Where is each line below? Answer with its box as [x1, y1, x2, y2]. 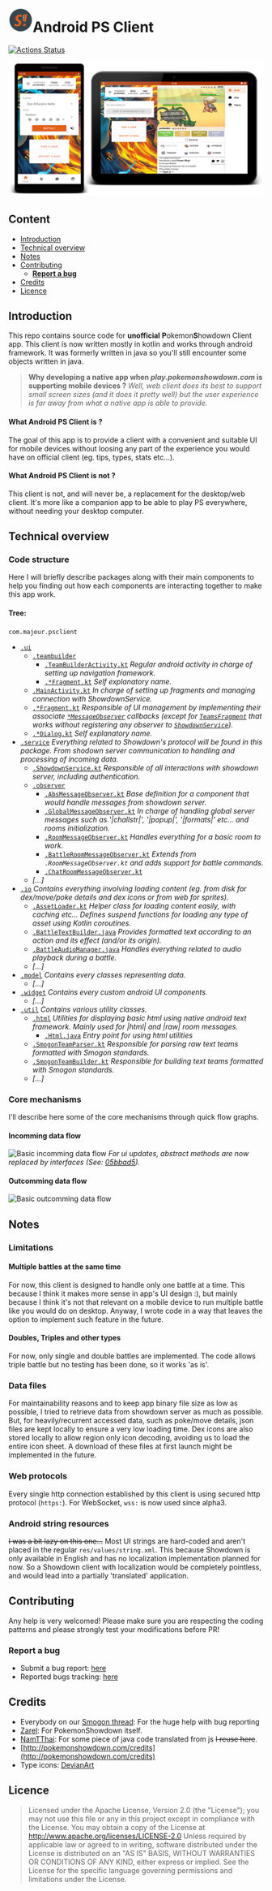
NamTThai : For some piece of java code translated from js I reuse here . [19, 1733, 257, 1744]
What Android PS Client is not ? [8, 471, 116, 481]
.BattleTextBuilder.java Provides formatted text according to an [32, 926, 252, 936]
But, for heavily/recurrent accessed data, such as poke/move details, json [8, 1416, 254, 1426]
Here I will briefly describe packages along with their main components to [8, 572, 255, 582]
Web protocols [8, 1470, 67, 1482]
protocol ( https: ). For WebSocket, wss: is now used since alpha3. [8, 1497, 227, 1507]
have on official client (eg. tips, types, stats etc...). [8, 452, 176, 462]
